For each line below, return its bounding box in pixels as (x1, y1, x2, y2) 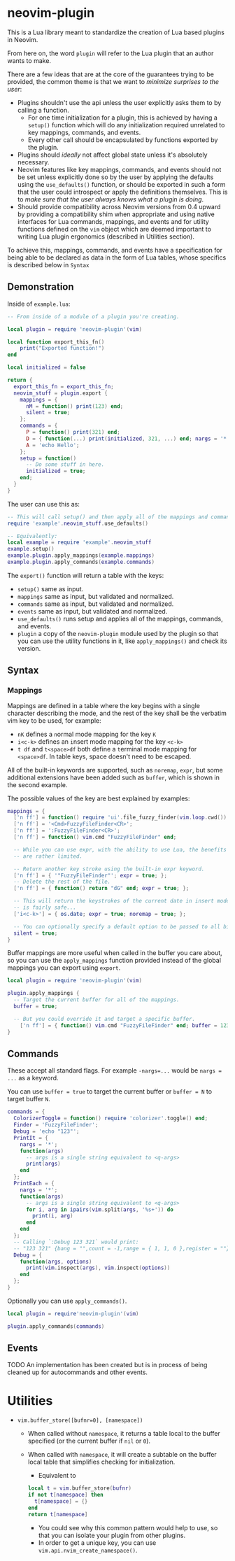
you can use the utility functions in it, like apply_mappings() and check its (17, 637, 227, 645)
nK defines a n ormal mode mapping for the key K (17, 730, 156, 738)
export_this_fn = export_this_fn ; (13, 383, 114, 390)
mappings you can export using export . (7, 963, 121, 972)
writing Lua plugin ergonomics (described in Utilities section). (17, 232, 194, 241)
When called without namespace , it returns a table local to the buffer (27, 1429, 220, 1438)
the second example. (7, 780, 68, 789)
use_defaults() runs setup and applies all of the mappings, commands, (17, 614, 223, 623)
